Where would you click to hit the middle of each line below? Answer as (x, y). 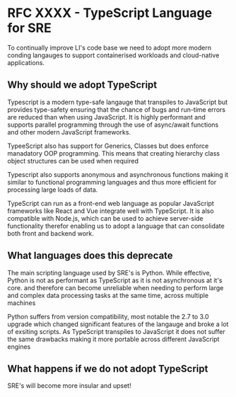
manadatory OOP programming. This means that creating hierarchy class (114, 153)
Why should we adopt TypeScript (82, 85)
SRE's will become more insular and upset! (70, 386)
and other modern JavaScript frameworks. (69, 132)
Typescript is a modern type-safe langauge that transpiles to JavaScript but (118, 102)
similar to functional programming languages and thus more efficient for (112, 182)
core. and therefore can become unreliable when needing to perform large (116, 287)
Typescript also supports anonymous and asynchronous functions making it (118, 174)
